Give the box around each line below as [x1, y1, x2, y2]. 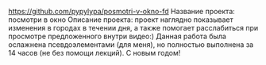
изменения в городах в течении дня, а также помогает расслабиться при [8, 23, 259, 32]
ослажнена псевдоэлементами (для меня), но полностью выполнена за [8, 40, 254, 49]
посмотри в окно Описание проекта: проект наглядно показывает [8, 15, 233, 24]
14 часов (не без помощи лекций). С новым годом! [8, 49, 181, 57]
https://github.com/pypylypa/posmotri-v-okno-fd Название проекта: [8, 7, 236, 16]
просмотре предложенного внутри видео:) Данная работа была [8, 31, 226, 41]
